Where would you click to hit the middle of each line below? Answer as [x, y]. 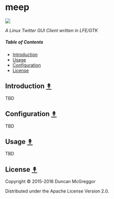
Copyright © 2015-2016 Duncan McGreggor [50, 181]
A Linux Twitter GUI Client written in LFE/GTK [52, 30]
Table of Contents [24, 42]
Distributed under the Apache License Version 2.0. [57, 191]
